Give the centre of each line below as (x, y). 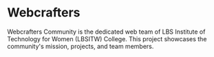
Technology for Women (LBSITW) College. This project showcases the (107, 38)
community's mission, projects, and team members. (81, 46)
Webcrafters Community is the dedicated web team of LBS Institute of (106, 32)
